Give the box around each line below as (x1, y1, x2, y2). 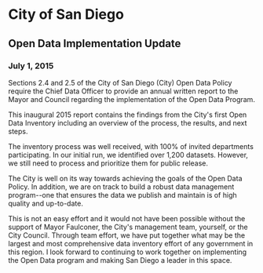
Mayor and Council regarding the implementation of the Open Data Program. (8, 94, 255, 104)
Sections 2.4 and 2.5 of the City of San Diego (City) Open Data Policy (8, 78, 232, 87)
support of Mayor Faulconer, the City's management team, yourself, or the (8, 222, 249, 231)
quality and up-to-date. (8, 198, 84, 208)
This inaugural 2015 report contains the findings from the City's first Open (8, 110, 247, 119)
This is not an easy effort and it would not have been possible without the (8, 213, 246, 223)
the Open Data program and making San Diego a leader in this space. (8, 255, 232, 264)
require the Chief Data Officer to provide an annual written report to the (8, 86, 239, 96)
